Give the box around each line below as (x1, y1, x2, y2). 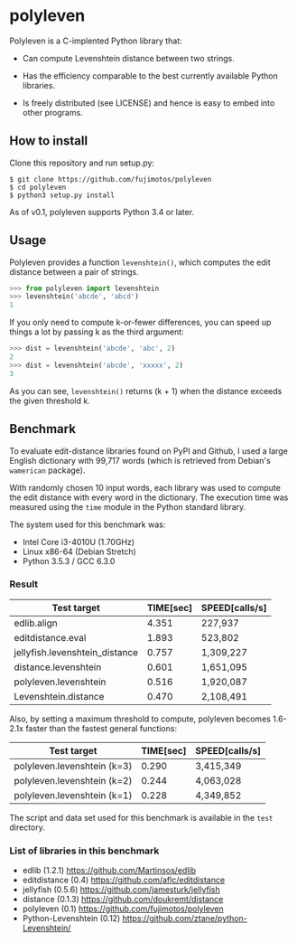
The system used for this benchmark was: (9, 519, 166, 530)
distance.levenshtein (14, 661, 102, 674)
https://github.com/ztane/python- (122, 913, 248, 924)
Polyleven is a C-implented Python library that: (9, 35, 182, 46)
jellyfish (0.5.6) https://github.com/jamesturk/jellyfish (22, 884, 221, 895)
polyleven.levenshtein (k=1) (14, 788, 133, 801)
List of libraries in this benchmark (9, 844, 160, 857)
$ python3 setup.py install (9, 191, 116, 200)
